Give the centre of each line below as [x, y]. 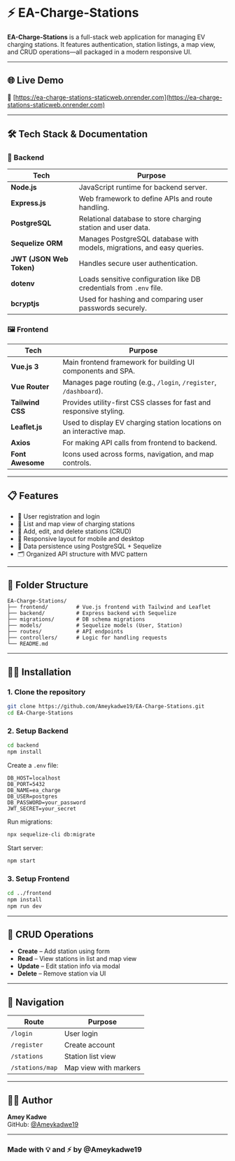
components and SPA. [99, 371]
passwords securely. [113, 308]
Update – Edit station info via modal [69, 966]
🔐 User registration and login [58, 516]
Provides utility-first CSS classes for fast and [137, 402]
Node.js [24, 188]
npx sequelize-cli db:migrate [51, 834]
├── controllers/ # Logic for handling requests [87, 638]
